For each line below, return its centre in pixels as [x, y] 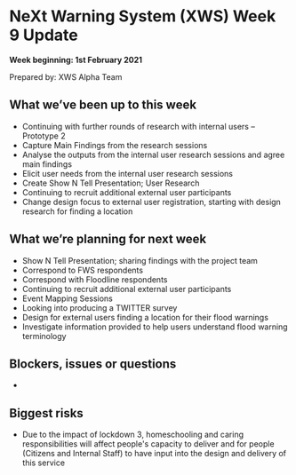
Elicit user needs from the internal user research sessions [128, 173]
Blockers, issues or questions [93, 364]
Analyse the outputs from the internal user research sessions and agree [153, 154]
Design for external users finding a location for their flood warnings [145, 317]
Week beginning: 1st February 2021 [76, 59]
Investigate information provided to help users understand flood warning [155, 327]
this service [43, 463]
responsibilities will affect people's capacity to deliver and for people [148, 444]
